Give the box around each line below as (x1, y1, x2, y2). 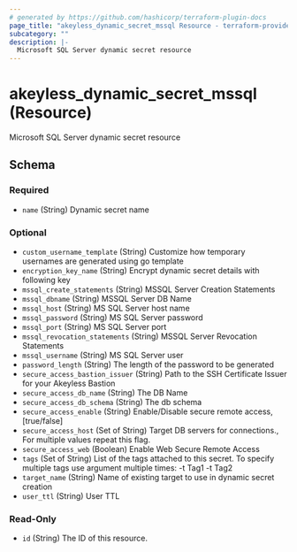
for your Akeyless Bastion (21, 378, 116, 389)
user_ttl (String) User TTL (21, 491, 120, 502)
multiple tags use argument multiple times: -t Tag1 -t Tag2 (21, 463, 233, 473)
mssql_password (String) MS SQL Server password (21, 312, 203, 323)
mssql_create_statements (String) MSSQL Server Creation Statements (21, 284, 276, 295)
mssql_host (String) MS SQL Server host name (21, 303, 190, 314)
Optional (9, 226, 47, 239)
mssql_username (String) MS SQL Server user (21, 350, 184, 361)
